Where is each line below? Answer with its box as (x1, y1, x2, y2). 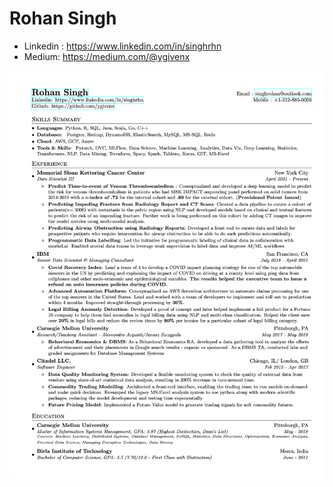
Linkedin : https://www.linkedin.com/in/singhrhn (23, 40, 222, 52)
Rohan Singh (9, 7, 117, 30)
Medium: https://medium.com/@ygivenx (23, 50, 191, 62)
